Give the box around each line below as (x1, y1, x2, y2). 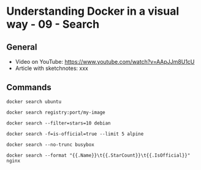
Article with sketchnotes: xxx (15, 64, 89, 72)
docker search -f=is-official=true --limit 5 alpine (6, 131, 144, 137)
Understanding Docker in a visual (6, 4, 180, 18)
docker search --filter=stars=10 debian (6, 120, 112, 126)
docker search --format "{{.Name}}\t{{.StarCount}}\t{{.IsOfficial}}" (6, 152, 191, 158)
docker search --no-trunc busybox (6, 141, 95, 148)
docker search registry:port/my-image (6, 109, 105, 115)
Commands (6, 82, 52, 93)
